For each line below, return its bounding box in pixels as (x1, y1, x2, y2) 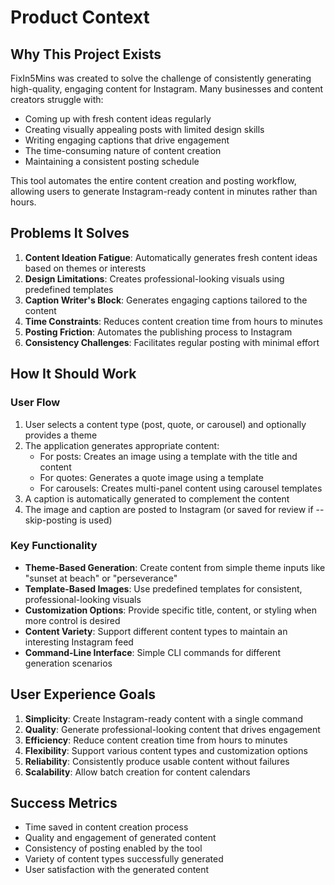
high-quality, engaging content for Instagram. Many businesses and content (10, 83, 323, 95)
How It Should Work (10, 366, 137, 383)
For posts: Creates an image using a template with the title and (39, 450, 298, 462)
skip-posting (24, 514, 78, 526)
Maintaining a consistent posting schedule (24, 156, 200, 167)
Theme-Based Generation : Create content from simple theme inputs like (24, 561, 326, 573)
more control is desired (24, 614, 121, 626)
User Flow (10, 396, 61, 410)
